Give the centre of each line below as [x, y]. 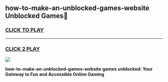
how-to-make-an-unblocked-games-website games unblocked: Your [79, 69]
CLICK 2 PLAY [22, 49]
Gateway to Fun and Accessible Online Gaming [55, 74]
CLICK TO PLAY [24, 30]
